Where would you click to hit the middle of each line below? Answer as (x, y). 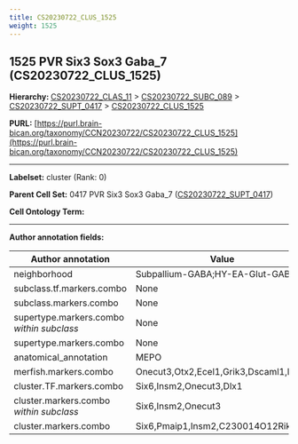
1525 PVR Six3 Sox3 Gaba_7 (88, 62)
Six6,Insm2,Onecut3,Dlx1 (189, 386)
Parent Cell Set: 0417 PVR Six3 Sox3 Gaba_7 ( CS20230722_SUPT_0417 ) (141, 194)
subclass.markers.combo (66, 303)
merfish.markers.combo (63, 372)
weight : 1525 (33, 26)
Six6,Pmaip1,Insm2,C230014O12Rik (213, 426)
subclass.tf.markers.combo (70, 289)
